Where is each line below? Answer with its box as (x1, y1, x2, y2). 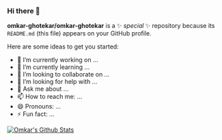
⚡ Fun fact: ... (16, 110, 55, 118)
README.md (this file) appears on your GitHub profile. (7, 29, 152, 38)
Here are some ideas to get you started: (7, 42, 120, 51)
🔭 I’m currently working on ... (16, 56, 98, 64)
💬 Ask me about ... (16, 85, 69, 93)
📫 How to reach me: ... (16, 92, 83, 101)
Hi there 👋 (7, 6, 41, 16)
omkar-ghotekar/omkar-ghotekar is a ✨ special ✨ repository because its (7, 22, 215, 30)
